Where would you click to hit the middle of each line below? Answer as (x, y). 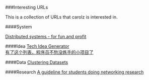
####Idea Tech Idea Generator (37, 46)
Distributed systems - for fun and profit (46, 36)
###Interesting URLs (27, 7)
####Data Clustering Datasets (37, 62)
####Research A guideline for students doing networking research (74, 72)
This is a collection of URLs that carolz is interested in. (61, 17)
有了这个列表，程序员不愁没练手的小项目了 (49, 52)
